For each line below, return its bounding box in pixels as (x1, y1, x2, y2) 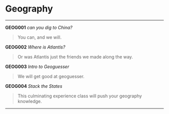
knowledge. (17, 98, 42, 104)
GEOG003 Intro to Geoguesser (5, 64, 69, 70)
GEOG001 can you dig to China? (5, 24, 73, 30)
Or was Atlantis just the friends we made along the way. (17, 53, 133, 60)
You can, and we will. (17, 34, 62, 40)
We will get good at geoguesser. (17, 73, 84, 79)
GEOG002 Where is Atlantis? (5, 44, 65, 50)
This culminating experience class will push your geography (17, 93, 142, 99)
